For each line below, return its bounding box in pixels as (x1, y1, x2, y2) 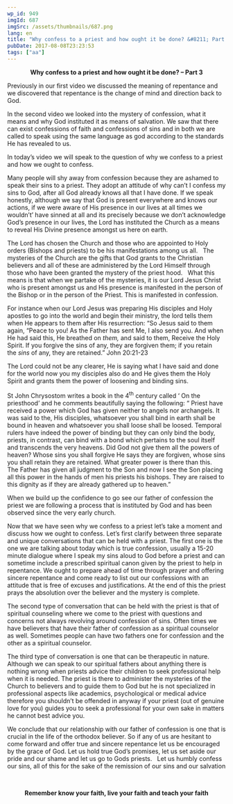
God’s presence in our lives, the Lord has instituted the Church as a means (7, 218, 220, 226)
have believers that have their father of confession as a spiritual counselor (7, 624, 219, 632)
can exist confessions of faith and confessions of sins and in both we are (7, 124, 216, 133)
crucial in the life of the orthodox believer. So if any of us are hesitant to (7, 732, 212, 741)
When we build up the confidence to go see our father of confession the (7, 493, 214, 501)
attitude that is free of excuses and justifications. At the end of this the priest (7, 581, 226, 589)
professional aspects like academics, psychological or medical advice (7, 689, 207, 698)
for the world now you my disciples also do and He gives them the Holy (7, 369, 211, 378)
